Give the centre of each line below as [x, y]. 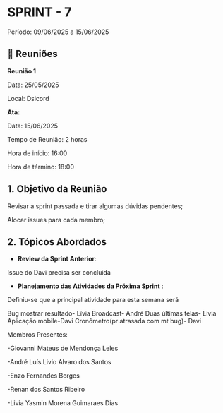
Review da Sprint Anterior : [57, 259]
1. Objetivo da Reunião [57, 189]
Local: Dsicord [28, 98]
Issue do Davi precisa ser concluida [59, 273]
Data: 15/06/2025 [33, 126]
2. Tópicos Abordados [57, 242]
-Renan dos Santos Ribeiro [46, 390]
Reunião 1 [22, 71]
